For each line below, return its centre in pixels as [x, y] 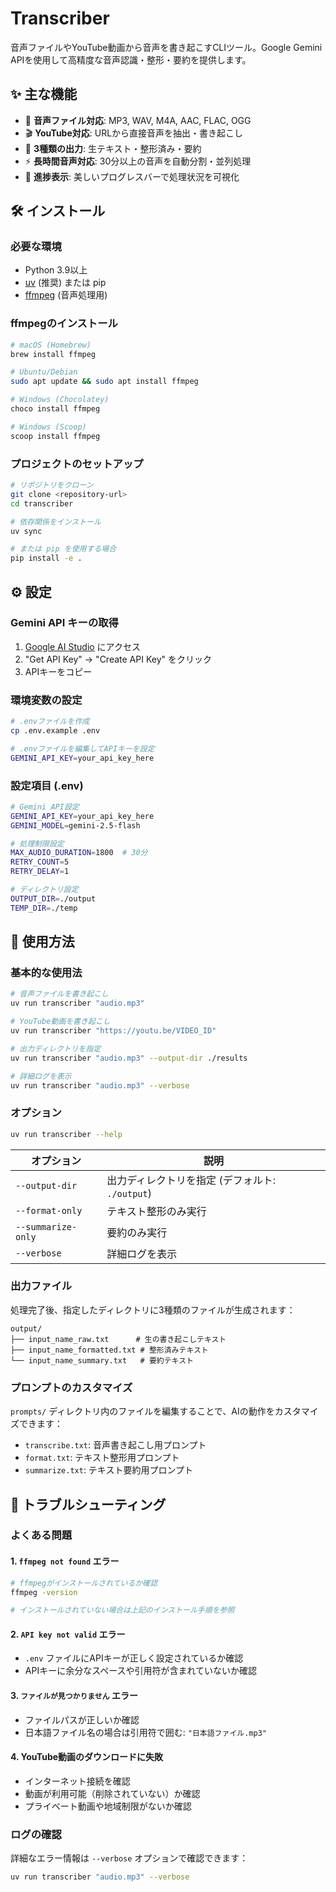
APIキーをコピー [58, 671]
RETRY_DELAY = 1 [40, 872]
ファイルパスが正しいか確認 [82, 1719]
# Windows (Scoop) [48, 427]
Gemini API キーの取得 [64, 623]
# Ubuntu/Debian [44, 372]
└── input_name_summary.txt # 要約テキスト [102, 1360]
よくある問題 [41, 1535]
